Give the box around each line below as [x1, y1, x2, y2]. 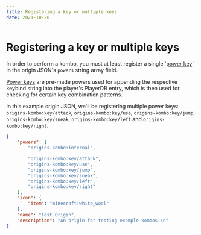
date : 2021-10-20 [6, 14, 50, 20]
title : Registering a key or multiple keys [6, 8, 118, 15]
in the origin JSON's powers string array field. [6, 67, 118, 74]
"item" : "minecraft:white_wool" [28, 201, 110, 207]
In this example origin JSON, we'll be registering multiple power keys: [6, 103, 179, 110]
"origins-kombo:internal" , [28, 145, 96, 151]
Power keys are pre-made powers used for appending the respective [6, 78, 178, 86]
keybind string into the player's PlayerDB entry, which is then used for [6, 85, 180, 92]
